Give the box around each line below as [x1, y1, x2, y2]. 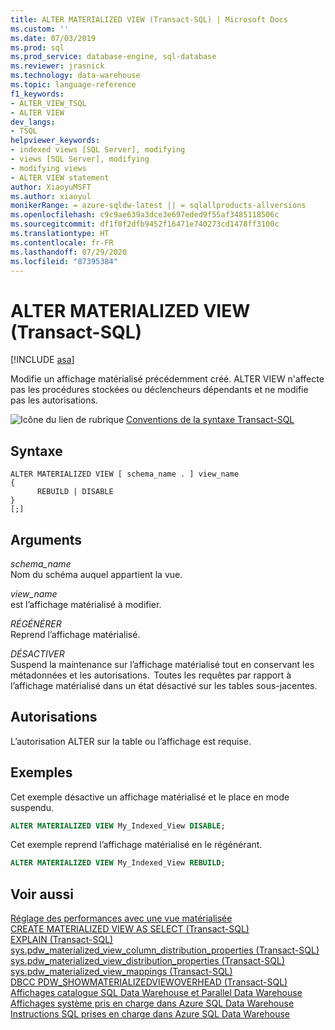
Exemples [10, 764, 73, 781]
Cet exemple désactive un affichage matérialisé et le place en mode [10, 791, 290, 803]
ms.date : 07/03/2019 [10, 33, 97, 43]
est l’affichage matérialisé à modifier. [10, 598, 162, 610]
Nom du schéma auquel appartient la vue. [10, 568, 183, 580]
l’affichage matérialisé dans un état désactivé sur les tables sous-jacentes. [10, 679, 318, 691]
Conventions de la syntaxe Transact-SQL [126, 414, 295, 426]
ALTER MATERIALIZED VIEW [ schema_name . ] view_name [10, 469, 240, 480]
